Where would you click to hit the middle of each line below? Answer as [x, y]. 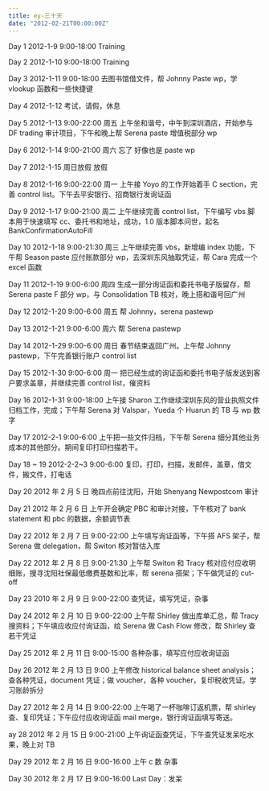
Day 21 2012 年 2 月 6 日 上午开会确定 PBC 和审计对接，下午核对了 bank [127, 509]
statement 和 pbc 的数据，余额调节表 [69, 518]
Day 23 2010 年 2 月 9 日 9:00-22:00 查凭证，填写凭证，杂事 [108, 598]
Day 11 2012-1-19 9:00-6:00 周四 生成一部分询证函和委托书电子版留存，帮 [130, 284]
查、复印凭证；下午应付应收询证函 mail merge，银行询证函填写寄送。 [122, 717]
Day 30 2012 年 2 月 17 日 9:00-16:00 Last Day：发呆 [96, 778]
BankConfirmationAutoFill [51, 230]
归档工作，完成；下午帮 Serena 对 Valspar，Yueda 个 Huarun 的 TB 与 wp [130, 410]
